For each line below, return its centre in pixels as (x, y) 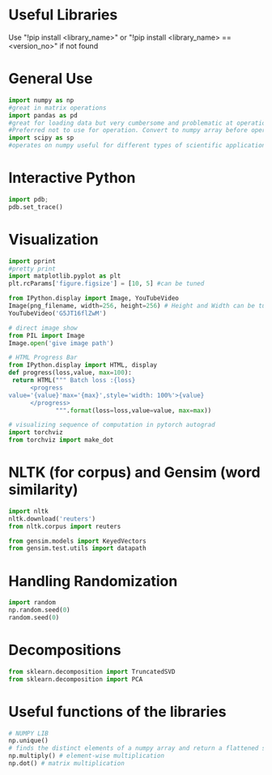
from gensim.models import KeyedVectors (78, 541)
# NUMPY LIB (28, 733)
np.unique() (28, 741)
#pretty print (32, 269)
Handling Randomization (93, 581)
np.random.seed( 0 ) (39, 610)
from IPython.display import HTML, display (83, 365)
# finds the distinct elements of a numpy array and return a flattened (134, 748)
